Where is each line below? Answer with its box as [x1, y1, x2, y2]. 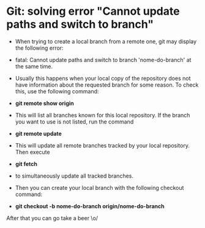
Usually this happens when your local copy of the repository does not [15, 74, 191, 82]
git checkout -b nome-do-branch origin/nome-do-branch [15, 202, 165, 210]
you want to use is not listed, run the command [15, 118, 134, 125]
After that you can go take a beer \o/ [6, 214, 99, 222]
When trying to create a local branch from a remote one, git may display [15, 37, 197, 45]
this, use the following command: [15, 87, 99, 95]
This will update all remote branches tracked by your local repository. [15, 141, 190, 149]
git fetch [15, 160, 38, 167]
